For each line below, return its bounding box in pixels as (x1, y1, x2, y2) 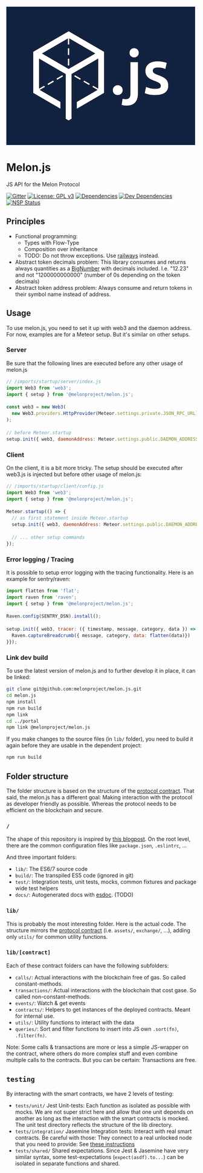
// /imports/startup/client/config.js (6, 483, 104, 489)
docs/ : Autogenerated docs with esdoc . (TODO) (14, 891, 134, 898)
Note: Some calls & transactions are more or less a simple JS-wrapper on (6, 1043, 189, 1050)
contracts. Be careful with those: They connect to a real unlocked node (14, 1134, 192, 1141)
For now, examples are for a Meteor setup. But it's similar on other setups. (6, 331, 190, 338)
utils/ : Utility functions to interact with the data (14, 1018, 135, 1026)
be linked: (6, 674, 31, 681)
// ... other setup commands (11, 534, 85, 540)
